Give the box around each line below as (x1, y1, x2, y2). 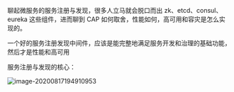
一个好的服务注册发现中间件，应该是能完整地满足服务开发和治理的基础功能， (7, 39, 231, 47)
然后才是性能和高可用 (7, 48, 69, 56)
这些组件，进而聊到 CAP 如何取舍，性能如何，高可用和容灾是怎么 (29, 15, 220, 23)
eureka (7, 15, 28, 23)
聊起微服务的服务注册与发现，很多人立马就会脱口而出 (7, 6, 163, 14)
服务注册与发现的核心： (7, 63, 76, 71)
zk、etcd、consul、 (164, 6, 223, 14)
